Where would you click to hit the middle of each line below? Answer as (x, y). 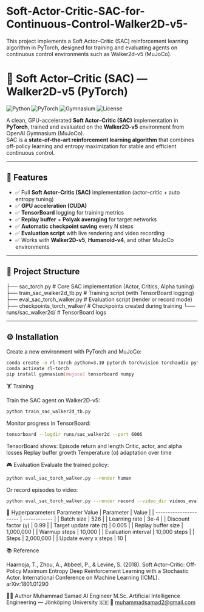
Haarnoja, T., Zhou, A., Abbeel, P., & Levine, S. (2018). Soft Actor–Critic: (96, 564)
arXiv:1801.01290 (28, 584)
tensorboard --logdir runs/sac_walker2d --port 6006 (74, 434)
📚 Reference (23, 550)
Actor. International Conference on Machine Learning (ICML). (83, 578)
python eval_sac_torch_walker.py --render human (69, 478)
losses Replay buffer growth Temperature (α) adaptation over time (89, 452)
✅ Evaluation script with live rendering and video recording (90, 233)
